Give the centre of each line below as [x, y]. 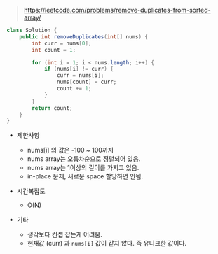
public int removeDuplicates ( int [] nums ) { [84, 37]
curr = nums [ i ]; [80, 76]
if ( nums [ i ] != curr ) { [79, 69]
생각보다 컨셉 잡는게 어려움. [64, 234]
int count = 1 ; [54, 50]
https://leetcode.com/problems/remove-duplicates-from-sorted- [117, 10]
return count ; [52, 108]
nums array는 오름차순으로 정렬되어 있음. [84, 159]
